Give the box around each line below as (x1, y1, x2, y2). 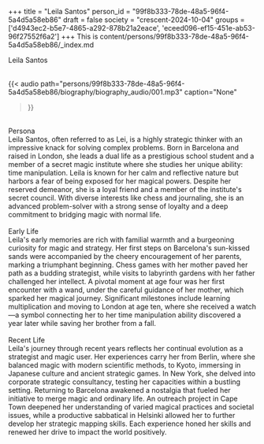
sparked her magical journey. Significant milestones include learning (8, 294, 231, 302)
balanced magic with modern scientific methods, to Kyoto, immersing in (8, 361, 241, 369)
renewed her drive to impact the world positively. (8, 427, 167, 436)
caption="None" (184, 87, 238, 97)
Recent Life (8, 335, 46, 345)
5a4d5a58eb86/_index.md (8, 40, 95, 50)
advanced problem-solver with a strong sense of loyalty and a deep (8, 202, 229, 211)
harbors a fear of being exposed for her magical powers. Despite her (8, 176, 232, 186)
